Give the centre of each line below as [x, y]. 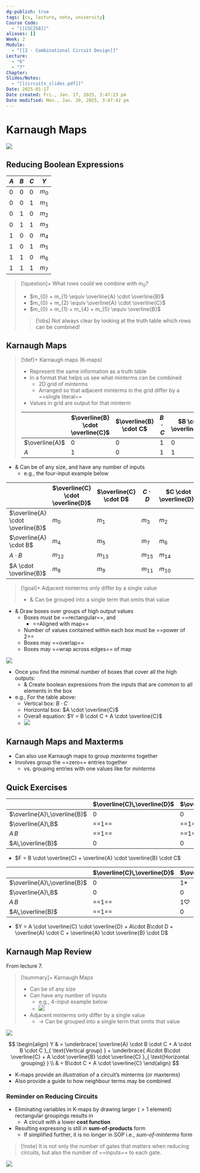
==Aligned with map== [61, 624]
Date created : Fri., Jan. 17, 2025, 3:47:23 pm [66, 95]
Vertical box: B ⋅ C [46, 703]
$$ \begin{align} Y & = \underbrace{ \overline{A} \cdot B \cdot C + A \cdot [100, 1044]
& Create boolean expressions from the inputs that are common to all [108, 684]
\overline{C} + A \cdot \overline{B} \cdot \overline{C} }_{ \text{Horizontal [100, 1057]
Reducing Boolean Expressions [65, 164]
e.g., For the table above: [45, 697]
